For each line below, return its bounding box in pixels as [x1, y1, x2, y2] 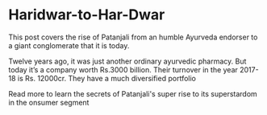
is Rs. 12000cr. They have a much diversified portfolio [17, 73, 196, 83]
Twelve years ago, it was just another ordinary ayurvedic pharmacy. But [8, 56, 247, 66]
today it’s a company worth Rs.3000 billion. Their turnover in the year [8, 64, 238, 74]
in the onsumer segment [8, 97, 90, 107]
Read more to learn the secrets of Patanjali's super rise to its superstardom [8, 88, 258, 98]
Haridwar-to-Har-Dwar [8, 6, 165, 24]
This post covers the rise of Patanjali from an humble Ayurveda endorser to [8, 32, 258, 42]
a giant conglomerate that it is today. [8, 40, 130, 50]
